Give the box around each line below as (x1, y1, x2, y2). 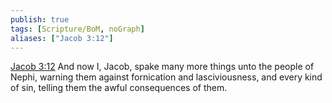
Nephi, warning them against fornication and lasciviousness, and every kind (10, 71, 323, 83)
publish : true (10, 14, 70, 25)
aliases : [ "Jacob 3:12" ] (10, 33, 114, 43)
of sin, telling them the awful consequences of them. (10, 82, 228, 94)
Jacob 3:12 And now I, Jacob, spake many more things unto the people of (10, 61, 315, 73)
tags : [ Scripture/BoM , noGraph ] (10, 24, 145, 34)
